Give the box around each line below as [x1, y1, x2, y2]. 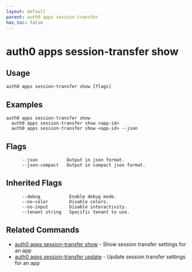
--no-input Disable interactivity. [21, 204, 127, 210]
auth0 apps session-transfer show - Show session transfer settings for [14, 240, 186, 247]
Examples [6, 99, 43, 109]
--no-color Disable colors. [21, 199, 109, 204]
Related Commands [6, 225, 80, 235]
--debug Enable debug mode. [21, 193, 117, 200]
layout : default [6, 8, 46, 15]
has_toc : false [6, 19, 43, 25]
